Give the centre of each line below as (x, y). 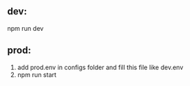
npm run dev (25, 28)
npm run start (37, 74)
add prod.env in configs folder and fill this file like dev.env (100, 67)
